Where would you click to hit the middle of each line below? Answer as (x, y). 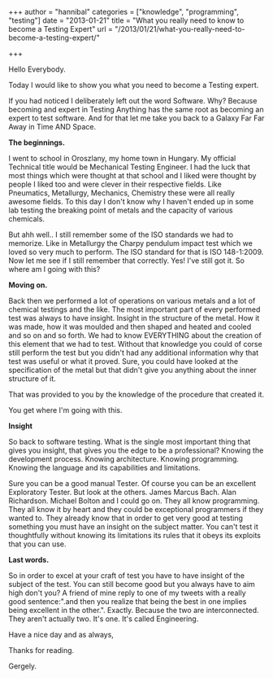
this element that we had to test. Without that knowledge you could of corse (135, 344)
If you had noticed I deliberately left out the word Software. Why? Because (133, 101)
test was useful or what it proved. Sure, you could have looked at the (123, 361)
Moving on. (28, 285)
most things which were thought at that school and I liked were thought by (132, 175)
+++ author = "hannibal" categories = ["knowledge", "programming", (124, 12)
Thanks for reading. (41, 650)
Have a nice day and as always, (61, 635)
